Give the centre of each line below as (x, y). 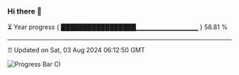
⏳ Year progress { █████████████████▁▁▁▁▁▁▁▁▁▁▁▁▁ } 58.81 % (118, 27)
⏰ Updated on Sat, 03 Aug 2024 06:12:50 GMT (76, 50)
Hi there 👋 (25, 11)
